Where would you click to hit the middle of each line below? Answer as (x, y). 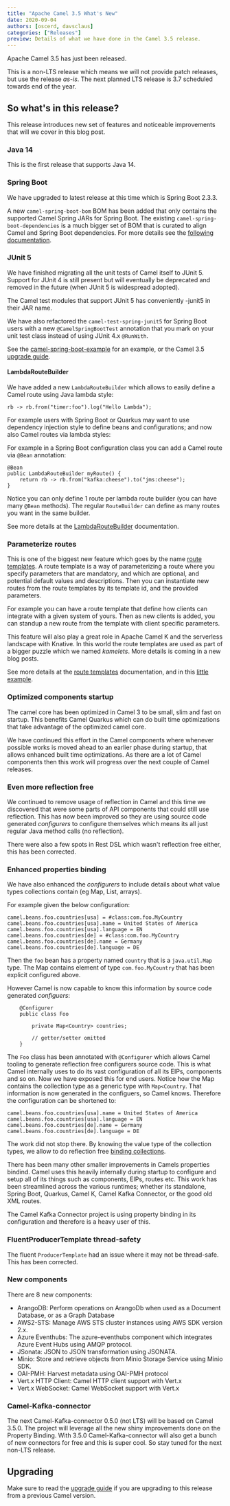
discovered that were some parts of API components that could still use (108, 809)
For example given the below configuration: (69, 905)
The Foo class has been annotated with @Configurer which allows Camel (109, 1057)
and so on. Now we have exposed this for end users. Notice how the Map (111, 1079)
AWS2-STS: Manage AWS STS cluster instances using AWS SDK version (120, 1322)
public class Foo (44, 1014)
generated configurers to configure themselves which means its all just (107, 823)
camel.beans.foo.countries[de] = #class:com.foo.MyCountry (93, 936)
